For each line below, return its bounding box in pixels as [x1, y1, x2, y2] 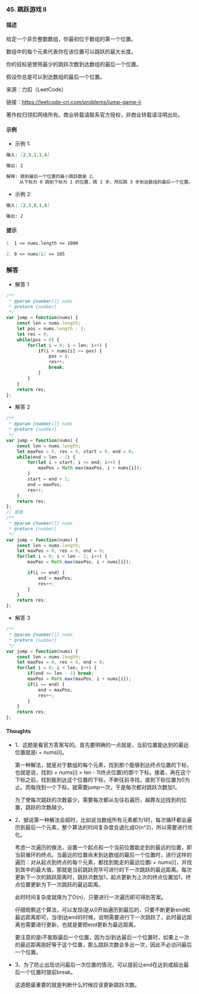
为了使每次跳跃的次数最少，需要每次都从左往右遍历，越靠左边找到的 [14, 796, 182, 803]
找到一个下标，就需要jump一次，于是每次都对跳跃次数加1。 [35, 784, 180, 791]
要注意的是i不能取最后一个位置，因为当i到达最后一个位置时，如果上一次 [14, 934, 189, 941]
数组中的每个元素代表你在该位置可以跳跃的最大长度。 [6, 48, 137, 55]
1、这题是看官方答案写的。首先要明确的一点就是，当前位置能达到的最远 [14, 741, 189, 749]
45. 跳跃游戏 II [6, 5, 47, 13]
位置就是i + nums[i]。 [14, 749, 68, 756]
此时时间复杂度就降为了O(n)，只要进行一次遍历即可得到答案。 [14, 894, 166, 901]
